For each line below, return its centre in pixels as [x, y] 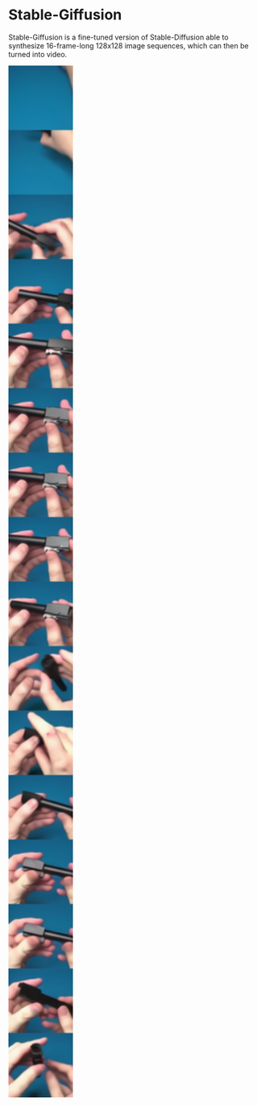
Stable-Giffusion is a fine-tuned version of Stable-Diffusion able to [118, 37]
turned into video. [38, 54]
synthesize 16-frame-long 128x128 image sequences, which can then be [128, 45]
